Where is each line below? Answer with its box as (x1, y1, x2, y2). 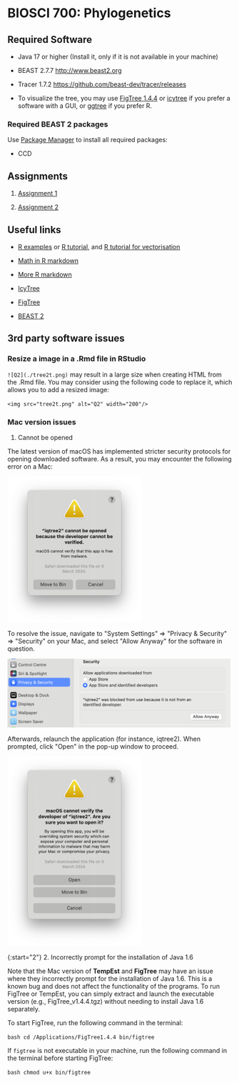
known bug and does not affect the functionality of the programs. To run (7, 982, 220, 990)
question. (7, 644, 36, 653)
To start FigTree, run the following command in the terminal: (7, 1018, 183, 1027)
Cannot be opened (17, 433, 73, 441)
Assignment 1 (17, 189, 58, 198)
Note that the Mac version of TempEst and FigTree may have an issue (7, 967, 214, 975)
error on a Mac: (7, 462, 54, 471)
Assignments (7, 170, 68, 182)
